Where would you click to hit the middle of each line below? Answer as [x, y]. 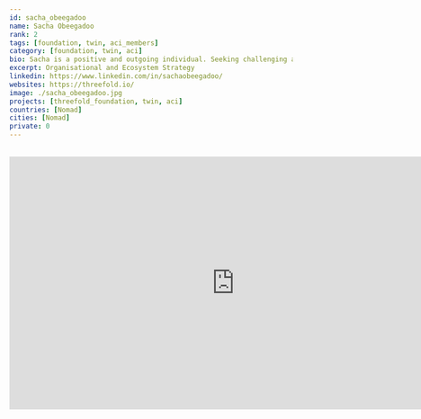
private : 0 [30, 127]
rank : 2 [24, 34]
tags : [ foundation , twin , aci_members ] [84, 43]
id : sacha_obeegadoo [48, 18]
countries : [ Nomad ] [46, 110]
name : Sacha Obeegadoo [52, 26]
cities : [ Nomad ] [40, 118]
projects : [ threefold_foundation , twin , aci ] [96, 101]
